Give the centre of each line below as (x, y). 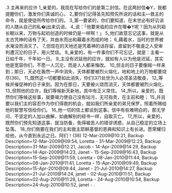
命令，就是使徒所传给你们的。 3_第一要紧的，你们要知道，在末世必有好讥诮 (84, 20)
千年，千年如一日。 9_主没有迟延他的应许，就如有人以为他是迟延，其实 (89, 59)
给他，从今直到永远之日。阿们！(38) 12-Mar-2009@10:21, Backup (75, 135)
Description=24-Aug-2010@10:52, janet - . (50, 185)
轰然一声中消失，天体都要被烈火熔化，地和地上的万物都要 (101, 71)
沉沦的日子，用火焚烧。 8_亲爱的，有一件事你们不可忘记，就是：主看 (87, 52)
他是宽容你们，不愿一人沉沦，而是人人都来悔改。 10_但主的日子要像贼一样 (83, 65)
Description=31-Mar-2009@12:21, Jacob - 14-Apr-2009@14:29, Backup (81, 147)
